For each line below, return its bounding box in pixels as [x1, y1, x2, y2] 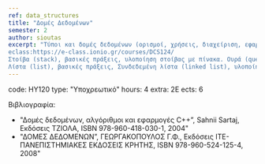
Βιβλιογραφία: [8, 99, 56, 109]
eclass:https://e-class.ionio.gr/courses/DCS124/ [8, 48, 175, 56]
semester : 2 [8, 26, 47, 34]
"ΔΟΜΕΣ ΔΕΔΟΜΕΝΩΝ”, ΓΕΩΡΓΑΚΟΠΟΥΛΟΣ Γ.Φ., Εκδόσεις [19, 132, 215, 141]
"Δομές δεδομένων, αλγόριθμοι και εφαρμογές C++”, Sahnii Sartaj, [19, 115, 240, 125]
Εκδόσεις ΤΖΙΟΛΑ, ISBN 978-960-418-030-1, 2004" [19, 123, 189, 132]
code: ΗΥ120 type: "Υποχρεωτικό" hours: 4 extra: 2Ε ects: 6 [8, 84, 203, 94]
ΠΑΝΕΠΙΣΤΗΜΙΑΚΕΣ [19, 140, 88, 150]
